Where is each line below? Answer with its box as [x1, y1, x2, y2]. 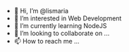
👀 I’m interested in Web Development [13, 14, 122, 22]
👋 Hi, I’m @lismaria [13, 7, 69, 15]
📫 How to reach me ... [13, 37, 80, 45]
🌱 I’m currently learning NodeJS [13, 22, 107, 30]
